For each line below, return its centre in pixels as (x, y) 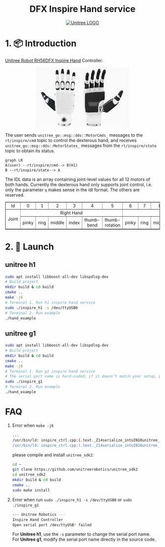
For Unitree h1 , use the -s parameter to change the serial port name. (81, 534)
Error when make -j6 (33, 425)
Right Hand (71, 213)
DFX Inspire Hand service (82, 9)
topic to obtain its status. (30, 150)
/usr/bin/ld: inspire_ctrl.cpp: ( (46, 440)
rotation (113, 225)
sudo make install (31, 490)
